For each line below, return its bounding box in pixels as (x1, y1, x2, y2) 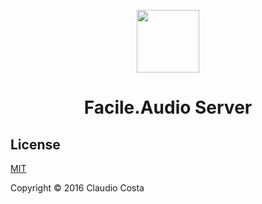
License (10, 136, 61, 153)
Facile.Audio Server (83, 96, 253, 119)
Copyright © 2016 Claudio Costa (10, 182, 145, 194)
